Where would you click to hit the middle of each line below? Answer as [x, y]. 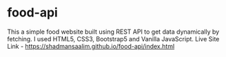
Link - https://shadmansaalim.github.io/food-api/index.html [91, 46]
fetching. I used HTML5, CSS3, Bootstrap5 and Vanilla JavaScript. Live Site [113, 38]
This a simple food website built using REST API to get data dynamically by [113, 32]
